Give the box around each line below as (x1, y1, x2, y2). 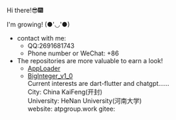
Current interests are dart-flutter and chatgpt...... (27, 80, 170, 87)
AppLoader (27, 64, 61, 72)
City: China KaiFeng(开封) (27, 88, 103, 96)
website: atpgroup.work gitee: (27, 104, 116, 113)
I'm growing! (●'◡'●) (6, 21, 70, 28)
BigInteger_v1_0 (27, 72, 73, 80)
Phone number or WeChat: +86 (27, 49, 119, 58)
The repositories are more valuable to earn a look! (16, 57, 163, 65)
